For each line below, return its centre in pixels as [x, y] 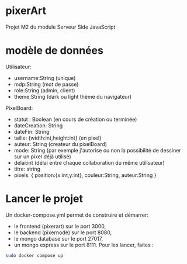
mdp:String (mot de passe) [46, 84]
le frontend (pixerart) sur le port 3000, [60, 226]
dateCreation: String [38, 125]
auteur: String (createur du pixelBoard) [60, 144]
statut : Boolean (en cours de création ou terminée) [75, 119]
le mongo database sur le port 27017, [58, 238]
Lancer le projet [44, 199]
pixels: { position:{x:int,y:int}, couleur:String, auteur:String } [85, 175]
